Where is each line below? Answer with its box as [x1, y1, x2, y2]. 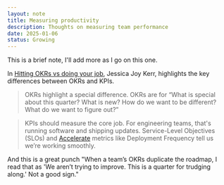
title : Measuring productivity [7, 17, 99, 24]
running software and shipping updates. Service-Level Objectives [24, 127, 216, 135]
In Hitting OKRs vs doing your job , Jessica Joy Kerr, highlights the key [7, 70, 210, 78]
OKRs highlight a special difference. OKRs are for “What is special [24, 91, 216, 99]
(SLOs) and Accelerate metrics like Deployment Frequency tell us [24, 134, 213, 143]
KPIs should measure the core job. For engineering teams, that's [24, 119, 211, 127]
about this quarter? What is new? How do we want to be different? [24, 98, 217, 106]
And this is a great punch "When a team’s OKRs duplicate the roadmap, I [7, 155, 218, 164]
